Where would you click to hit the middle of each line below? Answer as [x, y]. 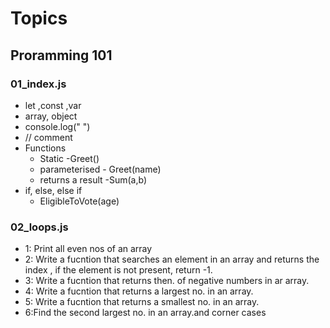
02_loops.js [39, 227]
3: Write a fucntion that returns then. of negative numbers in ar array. [167, 281]
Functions [45, 148]
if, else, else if [53, 190]
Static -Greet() [69, 158]
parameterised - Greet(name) [100, 169]
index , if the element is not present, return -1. [118, 270]
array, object [51, 116]
